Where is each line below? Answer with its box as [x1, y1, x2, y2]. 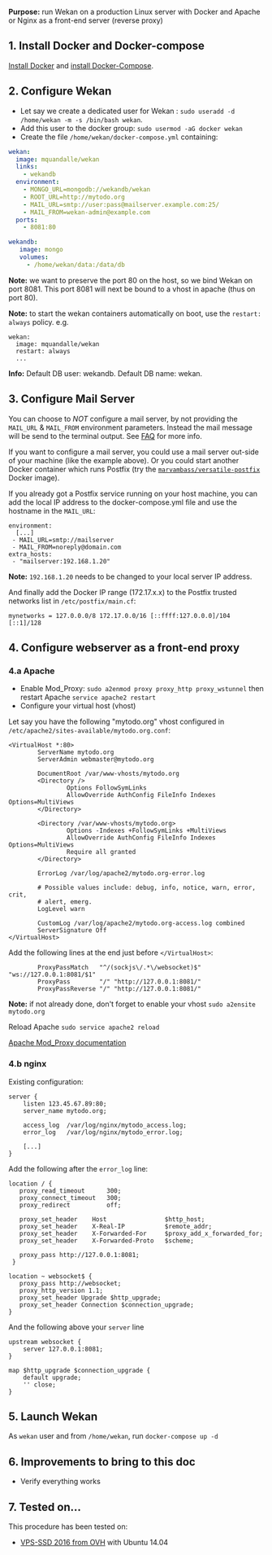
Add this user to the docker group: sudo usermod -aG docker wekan [19, 123, 244, 133]
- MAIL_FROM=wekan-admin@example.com [23, 208, 151, 217]
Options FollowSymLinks [66, 784, 148, 792]
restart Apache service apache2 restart [19, 692, 157, 703]
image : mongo [19, 246, 63, 254]
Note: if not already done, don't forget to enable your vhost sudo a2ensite [8, 999, 256, 1009]
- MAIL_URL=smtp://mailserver [11, 536, 114, 544]
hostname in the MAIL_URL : [8, 506, 96, 515]
